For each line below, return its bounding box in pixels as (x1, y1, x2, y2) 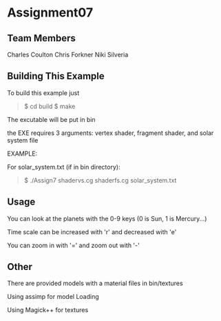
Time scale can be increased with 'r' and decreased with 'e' (7, 227, 177, 236)
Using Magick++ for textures (7, 306, 89, 314)
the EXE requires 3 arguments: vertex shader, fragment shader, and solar (7, 129, 214, 137)
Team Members (7, 32, 76, 44)
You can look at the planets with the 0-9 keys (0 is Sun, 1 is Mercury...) (7, 214, 207, 222)
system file (7, 136, 39, 144)
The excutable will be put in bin (7, 115, 96, 123)
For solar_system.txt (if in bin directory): (7, 163, 120, 171)
